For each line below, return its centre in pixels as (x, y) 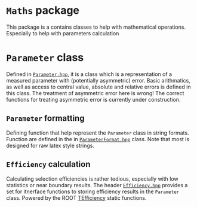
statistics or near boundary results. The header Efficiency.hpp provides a (97, 185)
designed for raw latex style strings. (50, 145)
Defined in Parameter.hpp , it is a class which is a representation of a (89, 74)
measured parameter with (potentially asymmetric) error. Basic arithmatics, (98, 80)
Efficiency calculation (48, 164)
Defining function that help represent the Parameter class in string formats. (98, 133)
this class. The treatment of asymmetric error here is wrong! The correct (95, 93)
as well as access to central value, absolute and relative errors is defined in (98, 87)
